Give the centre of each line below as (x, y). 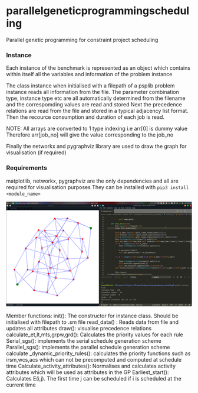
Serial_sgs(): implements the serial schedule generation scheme (84, 341)
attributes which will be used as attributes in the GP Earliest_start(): (88, 372)
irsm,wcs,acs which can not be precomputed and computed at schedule (94, 360)
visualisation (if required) (36, 152)
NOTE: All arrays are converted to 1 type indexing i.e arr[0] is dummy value (97, 129)
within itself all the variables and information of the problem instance (89, 74)
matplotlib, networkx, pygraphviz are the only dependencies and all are (92, 181)
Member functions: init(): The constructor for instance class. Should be (92, 316)
